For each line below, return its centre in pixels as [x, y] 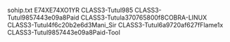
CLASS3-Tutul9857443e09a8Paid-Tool [64, 32]
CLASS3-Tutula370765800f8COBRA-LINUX [144, 17]
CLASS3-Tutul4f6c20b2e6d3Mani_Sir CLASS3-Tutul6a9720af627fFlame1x [115, 25]
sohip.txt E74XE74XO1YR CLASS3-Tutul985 [70, 10]
